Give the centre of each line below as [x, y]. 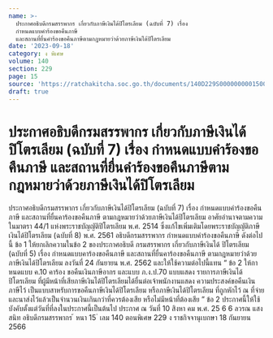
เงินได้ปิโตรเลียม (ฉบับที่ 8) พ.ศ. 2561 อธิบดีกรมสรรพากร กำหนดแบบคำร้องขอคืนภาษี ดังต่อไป [136, 236]
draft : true [28, 91]
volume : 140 [28, 62]
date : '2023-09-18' [41, 46]
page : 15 [23, 76]
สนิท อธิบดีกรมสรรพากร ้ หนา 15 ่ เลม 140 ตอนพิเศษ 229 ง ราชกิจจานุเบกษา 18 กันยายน [130, 318]
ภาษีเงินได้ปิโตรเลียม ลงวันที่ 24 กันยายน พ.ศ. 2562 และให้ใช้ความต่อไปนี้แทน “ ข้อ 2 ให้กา [133, 263]
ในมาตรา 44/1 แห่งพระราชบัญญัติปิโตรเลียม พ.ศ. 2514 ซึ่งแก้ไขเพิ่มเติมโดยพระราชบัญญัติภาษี [134, 226]
